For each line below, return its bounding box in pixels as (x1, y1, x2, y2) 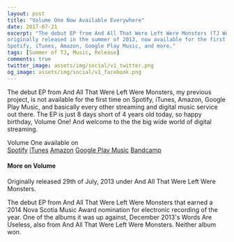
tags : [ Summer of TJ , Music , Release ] (7, 50, 120, 56)
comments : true (7, 56, 52, 63)
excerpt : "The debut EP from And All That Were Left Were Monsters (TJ (7, 29, 219, 37)
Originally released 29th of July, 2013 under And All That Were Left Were (7, 177, 216, 186)
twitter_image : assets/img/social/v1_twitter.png (7, 62, 155, 69)
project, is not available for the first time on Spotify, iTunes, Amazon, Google (7, 95, 226, 103)
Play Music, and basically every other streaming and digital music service (7, 103, 218, 111)
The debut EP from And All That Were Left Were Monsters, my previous (7, 88, 212, 96)
